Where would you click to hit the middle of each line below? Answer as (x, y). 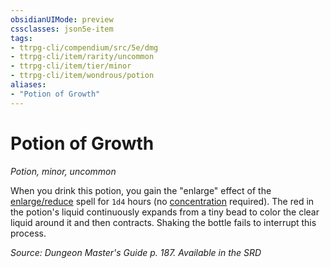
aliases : (28, 85)
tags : (21, 38)
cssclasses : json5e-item (62, 29)
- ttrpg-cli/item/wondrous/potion (82, 76)
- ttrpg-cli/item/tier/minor (71, 66)
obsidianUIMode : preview (62, 19)
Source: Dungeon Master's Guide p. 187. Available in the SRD (136, 252)
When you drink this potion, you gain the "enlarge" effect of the (141, 190)
